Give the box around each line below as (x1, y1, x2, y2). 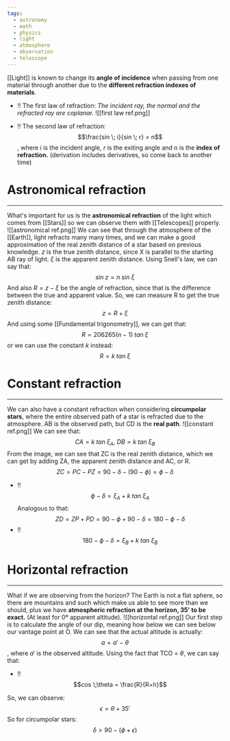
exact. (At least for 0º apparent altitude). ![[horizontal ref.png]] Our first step (7, 613, 223, 621)
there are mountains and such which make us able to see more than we (7, 598, 209, 607)
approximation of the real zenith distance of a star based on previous (7, 240, 202, 248)
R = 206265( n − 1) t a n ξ (81, 330, 149, 338)
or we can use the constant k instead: (7, 341, 114, 349)
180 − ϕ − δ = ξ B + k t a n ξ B (82, 537, 158, 546)
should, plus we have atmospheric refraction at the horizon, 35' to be (7, 605, 207, 614)
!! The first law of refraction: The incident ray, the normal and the (16, 101, 201, 110)
